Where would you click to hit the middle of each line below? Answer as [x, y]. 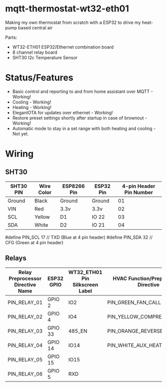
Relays [16, 258]
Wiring [19, 154]
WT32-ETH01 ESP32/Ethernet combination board [63, 47]
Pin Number [138, 192]
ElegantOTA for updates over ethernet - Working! [63, 112]
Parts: [11, 37]
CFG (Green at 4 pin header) [34, 242]
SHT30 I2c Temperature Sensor [45, 57]
